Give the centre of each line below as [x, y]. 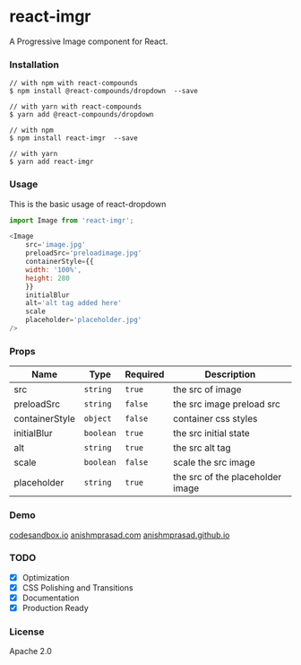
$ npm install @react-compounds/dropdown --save [104, 92]
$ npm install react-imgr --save [74, 138]
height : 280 [47, 278]
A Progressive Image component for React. [89, 41]
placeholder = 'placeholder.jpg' [84, 320]
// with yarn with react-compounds [76, 107]
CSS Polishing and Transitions [77, 587]
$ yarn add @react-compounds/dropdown [82, 115]
